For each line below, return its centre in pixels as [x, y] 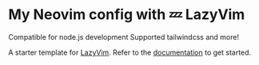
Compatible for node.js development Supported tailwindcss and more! [124, 36]
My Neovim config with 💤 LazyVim [127, 15]
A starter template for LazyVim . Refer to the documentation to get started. [130, 52]
